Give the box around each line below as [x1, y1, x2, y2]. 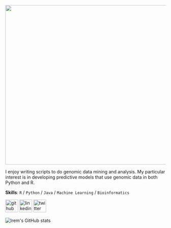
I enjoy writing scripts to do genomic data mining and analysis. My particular [5, 169, 165, 174]
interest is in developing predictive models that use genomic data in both [5, 174, 158, 180]
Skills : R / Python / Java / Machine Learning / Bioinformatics [5, 189, 130, 195]
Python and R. [5, 180, 35, 186]
